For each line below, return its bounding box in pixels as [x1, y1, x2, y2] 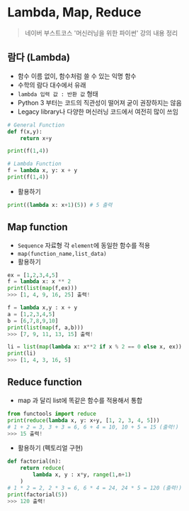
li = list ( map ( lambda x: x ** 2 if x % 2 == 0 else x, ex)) [7, 343, 182, 350]
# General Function [7, 122, 65, 129]
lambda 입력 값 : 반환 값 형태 [17, 90, 99, 98]
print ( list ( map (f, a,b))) [7, 324, 84, 331]
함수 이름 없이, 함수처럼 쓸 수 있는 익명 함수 [17, 72, 137, 80]
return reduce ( [20, 465, 65, 472]
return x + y [20, 134, 52, 142]
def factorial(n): [7, 458, 62, 466]
